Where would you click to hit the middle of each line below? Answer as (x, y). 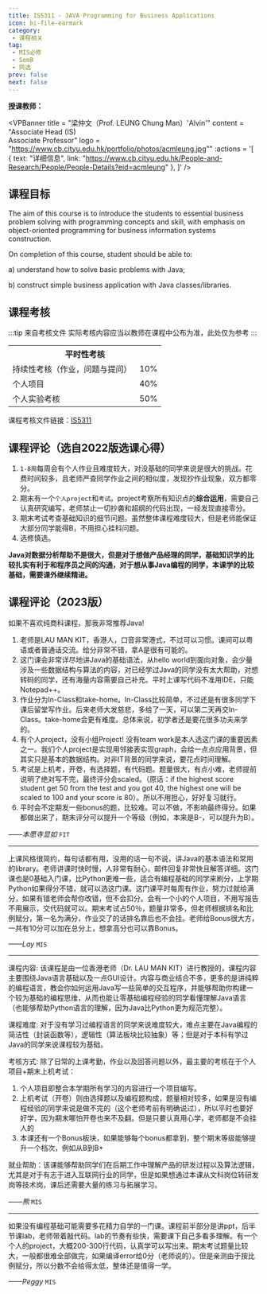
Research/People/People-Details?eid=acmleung (87, 167)
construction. (30, 239)
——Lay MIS (28, 944)
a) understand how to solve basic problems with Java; (97, 270)
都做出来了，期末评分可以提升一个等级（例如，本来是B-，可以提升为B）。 (139, 817)
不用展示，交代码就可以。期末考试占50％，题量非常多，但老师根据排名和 (128, 908)
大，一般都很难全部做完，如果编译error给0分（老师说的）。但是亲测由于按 (128, 1255)
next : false (28, 82)
